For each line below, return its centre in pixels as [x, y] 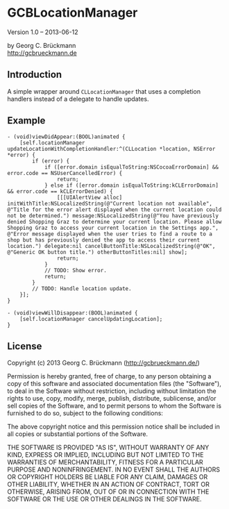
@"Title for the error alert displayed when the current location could [114, 210]
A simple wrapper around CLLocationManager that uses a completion [104, 91]
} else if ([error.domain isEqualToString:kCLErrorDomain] [131, 185]
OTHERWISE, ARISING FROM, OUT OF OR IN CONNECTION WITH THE [108, 492]
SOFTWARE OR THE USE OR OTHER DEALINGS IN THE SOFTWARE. [104, 499]
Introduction [35, 75]
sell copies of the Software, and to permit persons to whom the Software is [114, 406]
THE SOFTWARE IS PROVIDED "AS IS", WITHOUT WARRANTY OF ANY [108, 448]
